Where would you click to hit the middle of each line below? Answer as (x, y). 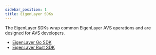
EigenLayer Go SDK (32, 42)
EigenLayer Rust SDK (33, 47)
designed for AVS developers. (35, 33)
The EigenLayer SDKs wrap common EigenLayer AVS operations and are (78, 27)
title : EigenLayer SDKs (29, 14)
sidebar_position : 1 (26, 9)
